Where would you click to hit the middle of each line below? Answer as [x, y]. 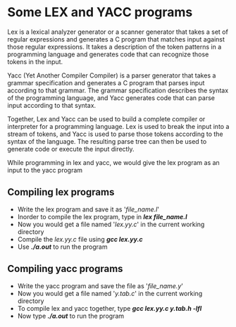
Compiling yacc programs [65, 269]
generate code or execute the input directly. [71, 149]
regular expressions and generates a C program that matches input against [116, 39]
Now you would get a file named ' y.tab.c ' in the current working [110, 293]
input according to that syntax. [52, 105]
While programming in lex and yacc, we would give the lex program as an [113, 162]
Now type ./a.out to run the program [71, 316]
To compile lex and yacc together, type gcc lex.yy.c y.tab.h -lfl [110, 308]
